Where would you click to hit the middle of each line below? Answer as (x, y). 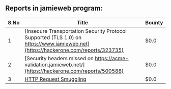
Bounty (154, 22)
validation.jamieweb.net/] (55, 64)
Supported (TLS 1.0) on (53, 37)
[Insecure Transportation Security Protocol (76, 31)
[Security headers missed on (59, 58)
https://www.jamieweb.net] (57, 43)
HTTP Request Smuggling (55, 79)
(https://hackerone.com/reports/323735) (74, 50)
